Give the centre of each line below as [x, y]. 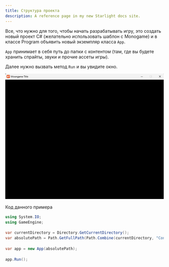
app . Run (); [17, 259]
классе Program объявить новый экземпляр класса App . [65, 42]
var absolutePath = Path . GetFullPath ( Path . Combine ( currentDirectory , [80, 238]
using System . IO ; [23, 217]
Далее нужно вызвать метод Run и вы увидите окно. [61, 66]
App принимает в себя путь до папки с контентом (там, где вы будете [80, 51]
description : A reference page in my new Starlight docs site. [73, 16]
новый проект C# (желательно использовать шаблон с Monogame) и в [81, 36]
